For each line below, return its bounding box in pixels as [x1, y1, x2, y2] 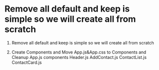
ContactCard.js [11, 59, 42, 65]
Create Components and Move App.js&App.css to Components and [11, 49, 146, 55]
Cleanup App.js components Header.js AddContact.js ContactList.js [11, 54, 147, 60]
